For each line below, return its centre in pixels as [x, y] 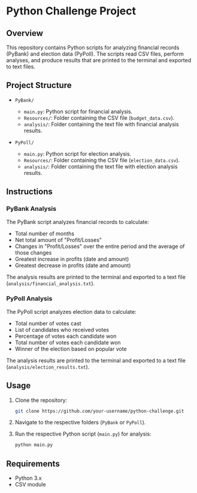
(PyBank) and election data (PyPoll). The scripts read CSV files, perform [95, 54]
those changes [33, 252]
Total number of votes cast [48, 323]
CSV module [30, 485]
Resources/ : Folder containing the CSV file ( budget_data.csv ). [99, 117]
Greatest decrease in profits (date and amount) [73, 265]
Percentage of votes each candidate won [66, 336]
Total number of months [45, 233]
